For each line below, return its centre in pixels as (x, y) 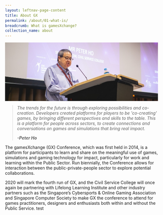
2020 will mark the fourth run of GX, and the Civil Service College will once (80, 182)
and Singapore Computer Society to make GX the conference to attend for (79, 198)
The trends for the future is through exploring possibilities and (79, 108)
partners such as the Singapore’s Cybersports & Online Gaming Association (81, 193)
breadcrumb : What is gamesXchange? (41, 26)
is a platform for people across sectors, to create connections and (83, 123)
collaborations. (20, 173)
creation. (26, 113)
